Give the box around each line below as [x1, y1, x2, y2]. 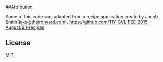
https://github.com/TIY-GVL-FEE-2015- [69, 19, 150, 25]
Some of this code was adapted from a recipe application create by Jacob [5, 14, 158, 19]
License [5, 39, 31, 47]
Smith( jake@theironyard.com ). [5, 19, 69, 25]
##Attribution [5, 4, 33, 10]
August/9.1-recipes [5, 24, 44, 30]
